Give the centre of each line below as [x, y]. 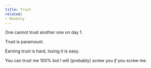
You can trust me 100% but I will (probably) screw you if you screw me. [76, 61]
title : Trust [18, 9]
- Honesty [15, 18]
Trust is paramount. [24, 42]
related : [14, 14]
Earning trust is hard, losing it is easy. [42, 51]
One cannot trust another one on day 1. [44, 33]
